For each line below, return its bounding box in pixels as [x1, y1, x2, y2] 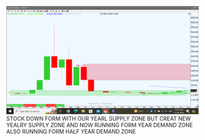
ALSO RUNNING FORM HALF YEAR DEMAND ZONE [6, 128, 136, 135]
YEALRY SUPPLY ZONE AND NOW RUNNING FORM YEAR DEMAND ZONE [6, 121, 193, 128]
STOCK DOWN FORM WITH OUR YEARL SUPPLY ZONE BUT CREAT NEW [6, 114, 191, 122]
